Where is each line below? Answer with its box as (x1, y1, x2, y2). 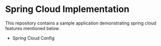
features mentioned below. (5, 25, 60, 31)
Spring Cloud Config (12, 35, 55, 41)
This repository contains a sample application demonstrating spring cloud (5, 20, 157, 26)
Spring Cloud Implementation (5, 3, 130, 15)
